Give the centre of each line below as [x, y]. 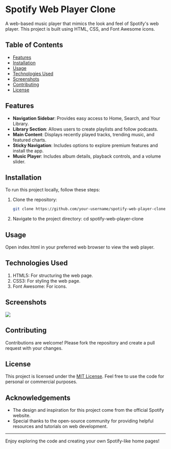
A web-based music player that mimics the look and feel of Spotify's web [82, 23]
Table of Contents [34, 45]
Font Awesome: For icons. [40, 286]
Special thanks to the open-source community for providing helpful [83, 421]
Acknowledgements [38, 398]
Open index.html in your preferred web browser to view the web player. [80, 247]
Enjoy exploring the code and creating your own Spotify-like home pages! [82, 441]
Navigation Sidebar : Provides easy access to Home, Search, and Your [86, 118]
